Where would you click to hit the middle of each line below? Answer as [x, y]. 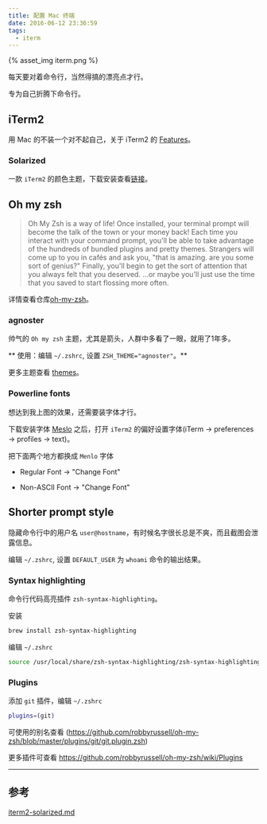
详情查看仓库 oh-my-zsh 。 [51, 299]
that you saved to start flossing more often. [98, 283]
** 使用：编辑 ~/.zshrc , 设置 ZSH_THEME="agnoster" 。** [98, 356]
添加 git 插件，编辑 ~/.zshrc [55, 701]
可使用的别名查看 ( [39, 732]
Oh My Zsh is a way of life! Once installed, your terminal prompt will [138, 224]
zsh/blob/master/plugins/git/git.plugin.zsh [77, 740]
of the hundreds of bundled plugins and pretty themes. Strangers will [141, 249]
